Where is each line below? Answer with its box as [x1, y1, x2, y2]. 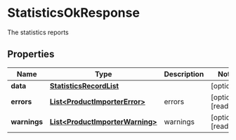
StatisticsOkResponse [7, 5, 140, 21]
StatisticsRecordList [49, 80, 119, 90]
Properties [7, 48, 55, 60]
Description [164, 69, 204, 78]
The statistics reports [7, 28, 69, 36]
